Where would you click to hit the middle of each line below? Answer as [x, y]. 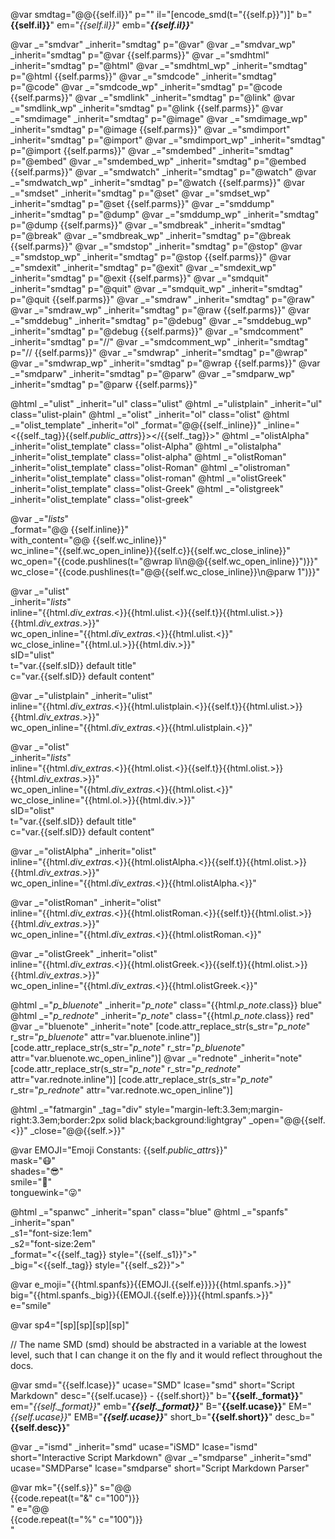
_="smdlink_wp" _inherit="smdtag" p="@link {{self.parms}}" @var [147, 108]
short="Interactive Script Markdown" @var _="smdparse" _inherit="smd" [161, 1457]
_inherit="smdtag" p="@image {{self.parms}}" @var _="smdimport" [150, 129]
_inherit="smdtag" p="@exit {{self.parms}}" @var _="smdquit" [139, 278]
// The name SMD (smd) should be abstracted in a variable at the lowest [158, 1344]
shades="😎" [37, 1171]
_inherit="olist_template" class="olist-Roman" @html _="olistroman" [150, 467]
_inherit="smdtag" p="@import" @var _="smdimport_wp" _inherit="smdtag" [168, 140]
